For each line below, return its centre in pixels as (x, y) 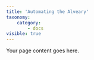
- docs (36, 28)
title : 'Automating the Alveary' (48, 12)
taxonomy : (18, 17)
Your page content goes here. (43, 50)
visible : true (24, 34)
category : (29, 23)
